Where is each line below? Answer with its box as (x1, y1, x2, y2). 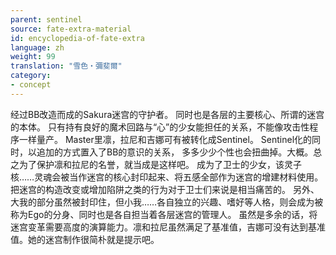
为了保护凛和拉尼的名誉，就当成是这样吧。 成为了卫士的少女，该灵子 (18, 158, 302, 170)
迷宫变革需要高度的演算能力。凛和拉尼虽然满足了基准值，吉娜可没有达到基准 (10, 221, 326, 233)
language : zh (10, 42, 65, 53)
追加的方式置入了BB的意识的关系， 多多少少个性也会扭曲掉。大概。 (36, 146, 314, 158)
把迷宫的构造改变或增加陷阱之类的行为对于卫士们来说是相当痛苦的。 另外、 (10, 183, 320, 195)
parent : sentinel (10, 14, 83, 25)
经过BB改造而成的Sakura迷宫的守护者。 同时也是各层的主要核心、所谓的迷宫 (10, 108, 325, 120)
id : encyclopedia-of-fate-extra (10, 33, 145, 43)
